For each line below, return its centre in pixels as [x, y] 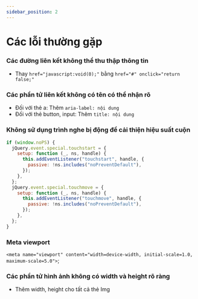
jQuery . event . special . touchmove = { [58, 187]
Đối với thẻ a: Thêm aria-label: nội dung [67, 108]
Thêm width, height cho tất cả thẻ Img [62, 289]
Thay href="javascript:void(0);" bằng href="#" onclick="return [97, 74]
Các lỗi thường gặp [54, 41]
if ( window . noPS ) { [31, 143]
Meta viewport [28, 242]
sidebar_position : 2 [32, 12]
